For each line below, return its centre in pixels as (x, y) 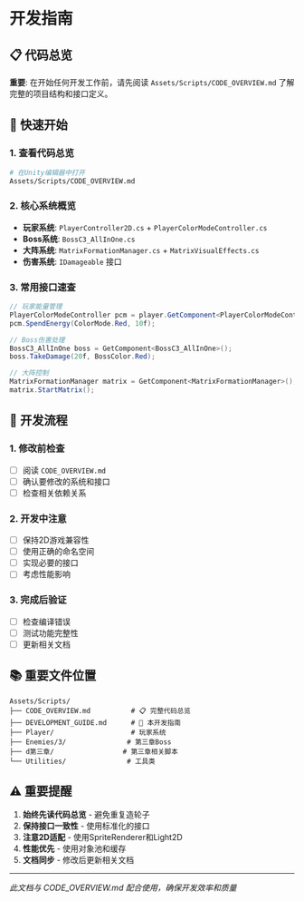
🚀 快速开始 (38, 125)
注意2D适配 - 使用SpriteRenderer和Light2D (102, 837)
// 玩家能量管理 (36, 307)
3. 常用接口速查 (43, 287)
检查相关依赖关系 (54, 493)
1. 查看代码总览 (42, 153)
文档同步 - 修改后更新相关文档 (78, 860)
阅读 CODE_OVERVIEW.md (64, 470)
